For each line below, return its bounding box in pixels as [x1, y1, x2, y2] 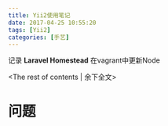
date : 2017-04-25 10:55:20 [8, 19, 97, 27]
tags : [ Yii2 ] [8, 26, 51, 34]
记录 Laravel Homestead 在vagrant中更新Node [8, 56, 161, 65]
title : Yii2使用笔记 [8, 11, 71, 20]
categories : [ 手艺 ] [8, 33, 70, 41]
